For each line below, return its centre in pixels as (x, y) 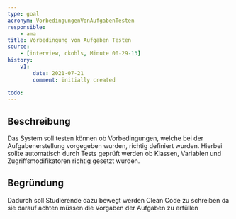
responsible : (27, 27)
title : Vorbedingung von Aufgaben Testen (69, 40)
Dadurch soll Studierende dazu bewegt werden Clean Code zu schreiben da (118, 200)
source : (19, 47)
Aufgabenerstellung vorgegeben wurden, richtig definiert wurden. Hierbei (115, 146)
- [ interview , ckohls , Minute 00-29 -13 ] (80, 54)
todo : (15, 93)
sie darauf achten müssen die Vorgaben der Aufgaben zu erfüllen (103, 208)
